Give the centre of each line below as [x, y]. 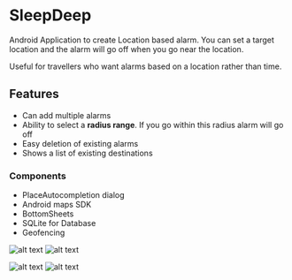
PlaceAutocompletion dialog [73, 195]
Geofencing [43, 233]
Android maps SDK [57, 205]
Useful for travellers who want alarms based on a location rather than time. [146, 66]
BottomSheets [48, 214]
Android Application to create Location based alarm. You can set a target [142, 40]
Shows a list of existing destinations [87, 153]
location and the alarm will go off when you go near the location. [127, 49]
